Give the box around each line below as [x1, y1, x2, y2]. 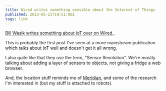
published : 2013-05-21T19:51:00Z [5, 12, 75, 17]
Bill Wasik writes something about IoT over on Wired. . [5, 30, 115, 36]
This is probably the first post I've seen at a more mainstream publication [5, 40, 156, 46]
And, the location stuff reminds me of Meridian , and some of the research [5, 75, 156, 81]
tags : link [5, 16, 28, 21]
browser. [5, 65, 23, 71]
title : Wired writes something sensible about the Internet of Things [5, 7, 155, 12]
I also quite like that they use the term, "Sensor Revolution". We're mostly [5, 55, 156, 61]
